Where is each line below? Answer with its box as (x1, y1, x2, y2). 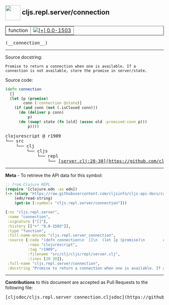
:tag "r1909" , (27, 247, 57, 252)
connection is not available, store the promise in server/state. (5, 68, 147, 73)
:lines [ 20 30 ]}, (27, 256, 64, 261)
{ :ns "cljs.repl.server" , (5, 210, 59, 215)
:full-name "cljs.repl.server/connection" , (7, 261, 100, 266)
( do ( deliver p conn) (18, 110, 64, 115)
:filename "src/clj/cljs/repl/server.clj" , (27, 251, 121, 256)
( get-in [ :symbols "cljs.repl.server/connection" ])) (14, 201, 127, 206)
